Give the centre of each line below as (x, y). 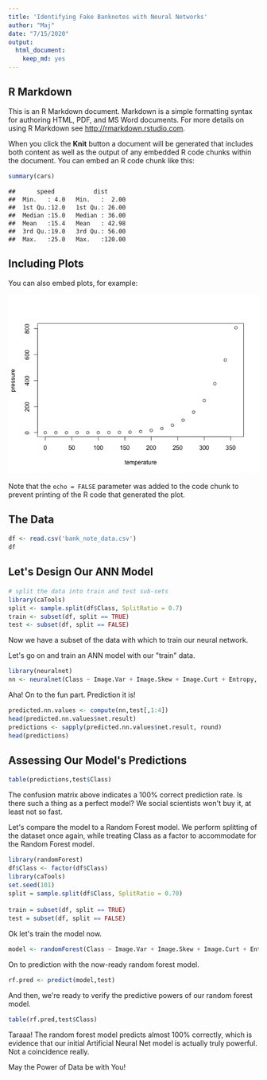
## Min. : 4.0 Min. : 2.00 (67, 199)
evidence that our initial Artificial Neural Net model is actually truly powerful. (133, 1043)
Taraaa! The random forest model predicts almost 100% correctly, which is (130, 1035)
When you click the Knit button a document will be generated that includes (131, 143)
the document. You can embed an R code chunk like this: (101, 160)
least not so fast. (36, 812)
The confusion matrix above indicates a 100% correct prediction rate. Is (126, 795)
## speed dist (58, 191)
